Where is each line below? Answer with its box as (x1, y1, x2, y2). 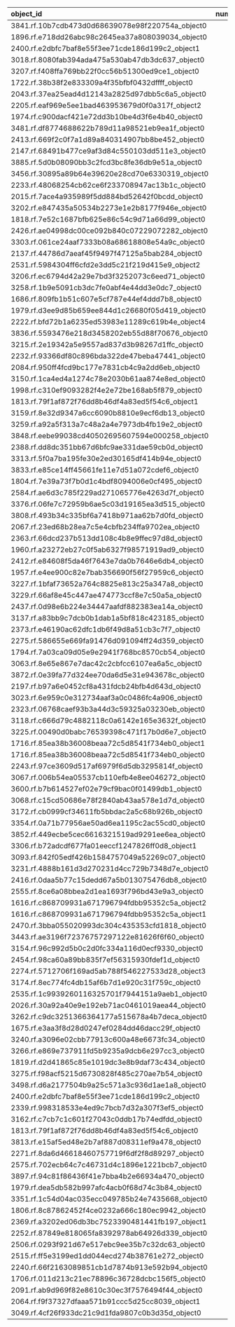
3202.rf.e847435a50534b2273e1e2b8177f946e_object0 (10, 203, 207, 212)
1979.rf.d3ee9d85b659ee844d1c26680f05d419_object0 (10, 306, 206, 315)
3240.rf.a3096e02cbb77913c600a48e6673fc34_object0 (10, 1035, 206, 1044)
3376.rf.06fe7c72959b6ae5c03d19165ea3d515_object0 (10, 499, 206, 509)
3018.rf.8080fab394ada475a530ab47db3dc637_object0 (10, 55, 205, 64)
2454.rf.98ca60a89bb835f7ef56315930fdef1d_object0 (10, 955, 201, 965)
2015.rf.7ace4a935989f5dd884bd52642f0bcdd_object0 (10, 192, 204, 201)
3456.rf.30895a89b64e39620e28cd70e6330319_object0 (10, 169, 209, 178)
